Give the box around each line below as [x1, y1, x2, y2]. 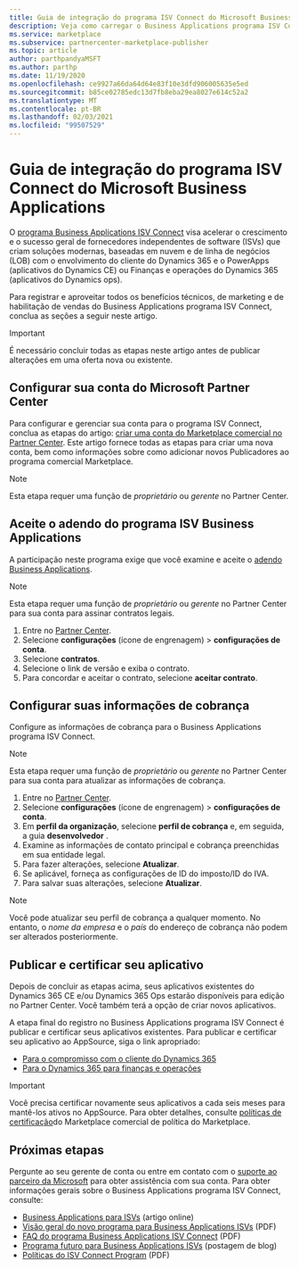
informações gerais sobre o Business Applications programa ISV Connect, [9, 1185, 281, 1196]
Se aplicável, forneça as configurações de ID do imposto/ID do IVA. [21, 868, 270, 879]
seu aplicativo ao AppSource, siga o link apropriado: [9, 1036, 200, 1047]
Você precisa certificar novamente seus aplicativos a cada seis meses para [9, 1098, 286, 1108]
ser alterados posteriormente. [9, 932, 118, 942]
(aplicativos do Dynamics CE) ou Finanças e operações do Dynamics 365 [9, 264, 279, 275]
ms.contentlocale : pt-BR [9, 104, 101, 113]
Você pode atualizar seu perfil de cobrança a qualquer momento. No [9, 912, 261, 924]
